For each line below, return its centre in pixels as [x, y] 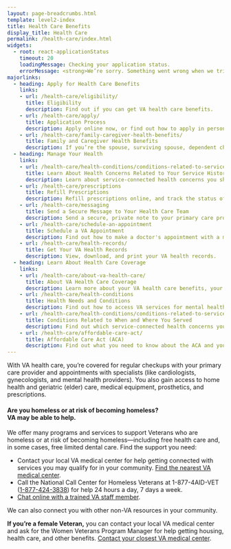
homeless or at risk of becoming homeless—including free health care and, [113, 440]
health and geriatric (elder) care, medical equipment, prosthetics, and [106, 387]
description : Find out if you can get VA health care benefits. [119, 109]
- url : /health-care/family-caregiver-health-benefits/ [101, 135]
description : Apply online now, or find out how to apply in [115, 128]
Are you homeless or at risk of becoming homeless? [83, 410]
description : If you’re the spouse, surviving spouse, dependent [121, 148]
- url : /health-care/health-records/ [74, 244]
